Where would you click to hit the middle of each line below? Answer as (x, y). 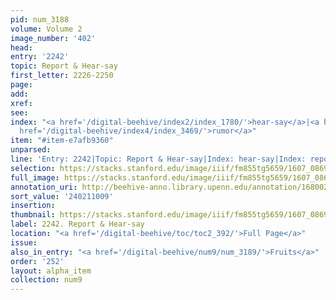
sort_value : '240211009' (62, 196)
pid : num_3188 (40, 19)
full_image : (35, 177)
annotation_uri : (44, 187)
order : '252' (37, 261)
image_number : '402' (53, 38)
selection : (33, 168)
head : (21, 47)
